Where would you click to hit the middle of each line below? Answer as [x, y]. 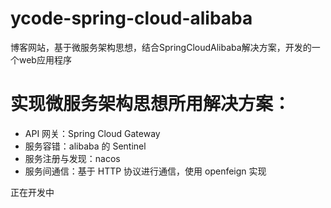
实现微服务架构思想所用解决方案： [151, 104]
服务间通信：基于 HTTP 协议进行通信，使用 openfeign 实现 [145, 171]
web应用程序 [45, 59]
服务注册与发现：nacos [72, 158]
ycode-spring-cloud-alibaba [131, 18]
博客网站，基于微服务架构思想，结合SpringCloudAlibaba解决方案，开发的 [161, 47]
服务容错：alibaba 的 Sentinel [85, 146]
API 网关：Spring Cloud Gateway [92, 133]
